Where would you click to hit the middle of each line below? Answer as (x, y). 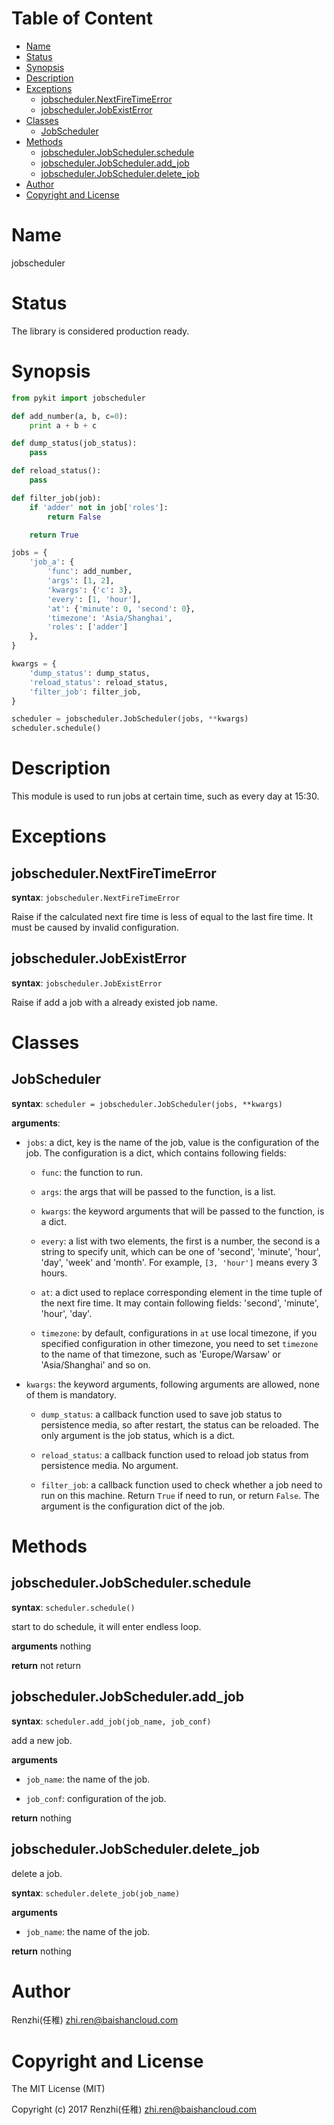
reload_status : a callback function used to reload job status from (174, 1454)
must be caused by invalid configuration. (95, 928)
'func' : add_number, (90, 572)
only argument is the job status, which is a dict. (138, 1435)
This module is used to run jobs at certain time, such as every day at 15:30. (165, 796)
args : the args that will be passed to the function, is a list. (158, 1191)
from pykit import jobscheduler (78, 398)
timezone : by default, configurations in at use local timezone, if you (179, 1333)
